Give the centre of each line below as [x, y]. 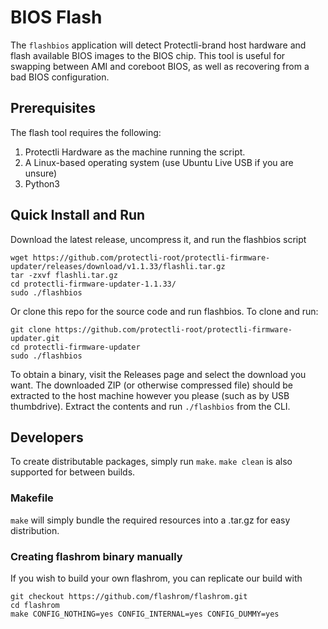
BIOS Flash [56, 17]
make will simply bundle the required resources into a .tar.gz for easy [150, 520]
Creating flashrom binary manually [96, 556]
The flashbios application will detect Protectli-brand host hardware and [158, 45]
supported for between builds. [73, 472]
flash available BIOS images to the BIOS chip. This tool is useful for [148, 55]
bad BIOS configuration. [60, 77]
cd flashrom [35, 605]
